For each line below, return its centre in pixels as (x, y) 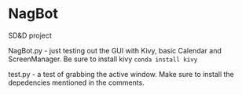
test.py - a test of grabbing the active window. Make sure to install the (121, 74)
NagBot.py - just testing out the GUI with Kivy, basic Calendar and (115, 50)
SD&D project (30, 35)
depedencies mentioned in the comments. (77, 82)
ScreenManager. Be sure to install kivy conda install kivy (103, 59)
